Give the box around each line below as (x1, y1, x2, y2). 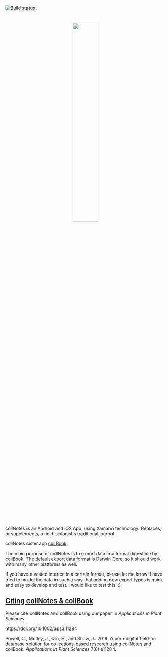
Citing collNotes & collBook (5, 596, 93, 606)
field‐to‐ (139, 635, 156, 641)
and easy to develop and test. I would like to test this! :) (5, 582, 121, 588)
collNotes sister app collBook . (5, 540, 68, 546)
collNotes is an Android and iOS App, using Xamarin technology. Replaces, (5, 525, 162, 531)
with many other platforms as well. (5, 561, 77, 567)
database (5, 641, 25, 647)
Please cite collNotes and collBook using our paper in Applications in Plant (5, 610, 162, 616)
